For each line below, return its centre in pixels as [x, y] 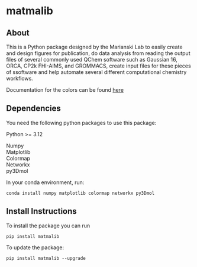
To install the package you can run [48, 226]
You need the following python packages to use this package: [81, 123]
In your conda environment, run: [45, 182]
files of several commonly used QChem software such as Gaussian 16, [92, 59]
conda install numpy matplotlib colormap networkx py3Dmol [80, 193]
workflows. [20, 78]
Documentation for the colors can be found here [65, 90]
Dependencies [33, 109]
